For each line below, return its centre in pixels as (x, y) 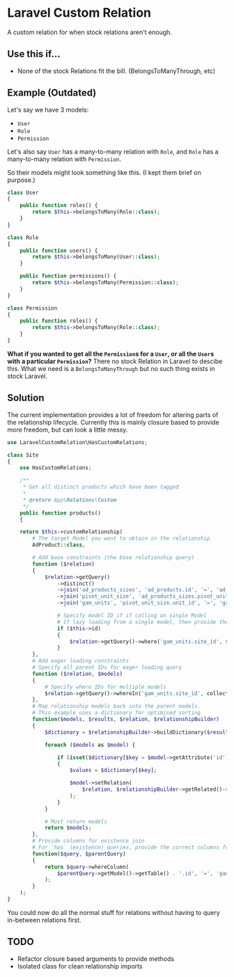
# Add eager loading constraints (81, 661)
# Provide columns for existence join (88, 841)
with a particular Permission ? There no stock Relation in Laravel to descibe (115, 361)
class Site (23, 455)
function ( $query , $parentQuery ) (79, 854)
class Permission (32, 308)
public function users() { (59, 250)
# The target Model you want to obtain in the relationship (121, 538)
